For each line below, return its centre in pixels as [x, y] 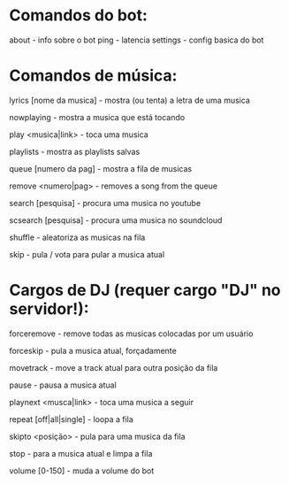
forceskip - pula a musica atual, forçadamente [93, 350]
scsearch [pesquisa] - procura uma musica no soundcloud [116, 220]
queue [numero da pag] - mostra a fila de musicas [101, 168]
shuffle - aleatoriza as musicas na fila [77, 237]
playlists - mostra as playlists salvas [75, 151]
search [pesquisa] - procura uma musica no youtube [105, 203]
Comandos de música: [93, 76]
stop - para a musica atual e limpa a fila [81, 453]
